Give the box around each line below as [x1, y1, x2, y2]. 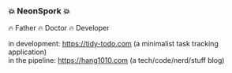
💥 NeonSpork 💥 [8, 5, 71, 16]
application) [8, 47, 47, 57]
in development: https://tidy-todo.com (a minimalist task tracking [8, 39, 219, 49]
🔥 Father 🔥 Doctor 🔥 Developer [8, 24, 110, 33]
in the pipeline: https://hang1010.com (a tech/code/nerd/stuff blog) [8, 56, 225, 65]
